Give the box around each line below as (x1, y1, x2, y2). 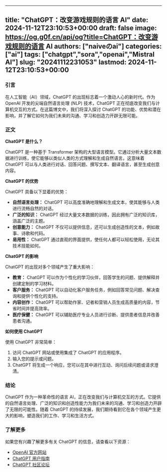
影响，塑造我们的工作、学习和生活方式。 (13, 413, 97, 419)
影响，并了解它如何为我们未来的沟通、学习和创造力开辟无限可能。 (5, 112, 140, 118)
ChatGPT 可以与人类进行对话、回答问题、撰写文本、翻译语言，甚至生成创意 (5, 161, 160, 167)
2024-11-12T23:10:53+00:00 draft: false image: (5, 24, 157, 32)
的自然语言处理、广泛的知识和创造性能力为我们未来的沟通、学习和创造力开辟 (5, 400, 162, 406)
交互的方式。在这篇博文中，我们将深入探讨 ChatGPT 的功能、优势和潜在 (13, 106, 162, 112)
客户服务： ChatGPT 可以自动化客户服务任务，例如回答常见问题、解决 (12, 287, 156, 293)
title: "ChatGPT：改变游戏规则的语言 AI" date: (5, 16, 149, 24)
